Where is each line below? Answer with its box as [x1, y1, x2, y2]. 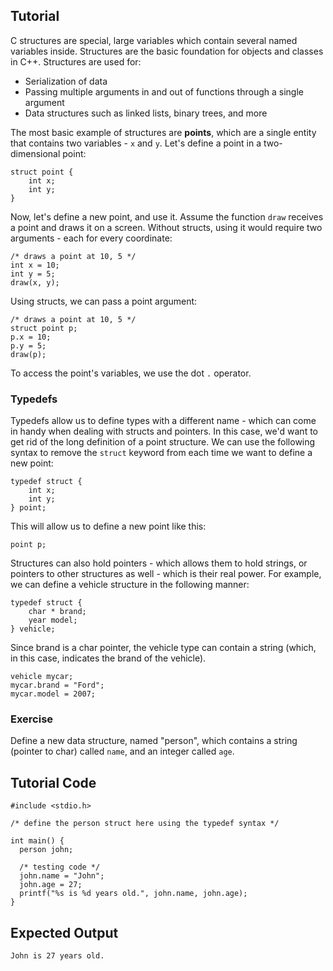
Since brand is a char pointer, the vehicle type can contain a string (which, [10, 642, 317, 654]
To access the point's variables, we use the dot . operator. [10, 367, 252, 379]
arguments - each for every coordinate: [10, 232, 173, 244]
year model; [28, 615, 78, 626]
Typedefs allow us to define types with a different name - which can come [10, 415, 317, 427]
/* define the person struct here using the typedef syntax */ [10, 819, 280, 829]
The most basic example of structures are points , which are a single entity [10, 126, 317, 138]
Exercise [10, 712, 54, 726]
